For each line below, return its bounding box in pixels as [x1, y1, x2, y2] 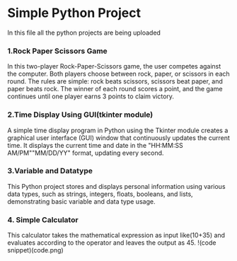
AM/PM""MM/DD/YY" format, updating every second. [7, 149, 164, 157]
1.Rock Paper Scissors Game [7, 46, 108, 56]
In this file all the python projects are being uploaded [7, 28, 161, 37]
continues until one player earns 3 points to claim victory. [7, 92, 175, 100]
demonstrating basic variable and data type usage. [7, 197, 156, 206]
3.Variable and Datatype [7, 166, 93, 176]
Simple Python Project [7, 5, 141, 21]
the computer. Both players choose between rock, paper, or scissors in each [7, 69, 230, 79]
